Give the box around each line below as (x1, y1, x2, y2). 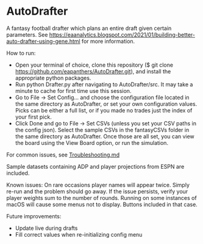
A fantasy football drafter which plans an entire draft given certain (6, 24, 172, 32)
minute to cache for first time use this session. (15, 87, 132, 94)
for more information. (81, 37, 135, 45)
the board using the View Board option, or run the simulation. (15, 139, 169, 146)
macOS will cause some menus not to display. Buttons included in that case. (6, 201, 198, 208)
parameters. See (6, 31, 48, 38)
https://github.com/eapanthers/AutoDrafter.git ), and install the (15, 67, 171, 75)
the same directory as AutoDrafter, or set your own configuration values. (15, 100, 198, 108)
